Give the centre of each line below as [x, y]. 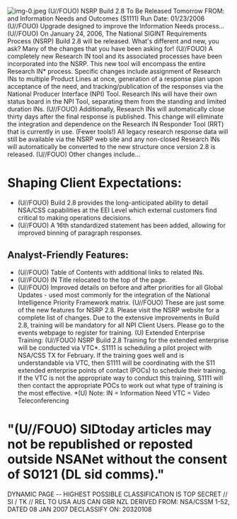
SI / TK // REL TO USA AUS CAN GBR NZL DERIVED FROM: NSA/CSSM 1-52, [118, 501]
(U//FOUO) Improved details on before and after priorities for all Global [120, 287]
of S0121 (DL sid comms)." [86, 474]
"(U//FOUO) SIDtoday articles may [110, 429]
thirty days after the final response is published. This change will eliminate [115, 116]
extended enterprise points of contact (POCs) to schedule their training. [122, 370]
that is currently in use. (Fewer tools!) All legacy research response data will [118, 132]
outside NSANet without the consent [117, 459]
